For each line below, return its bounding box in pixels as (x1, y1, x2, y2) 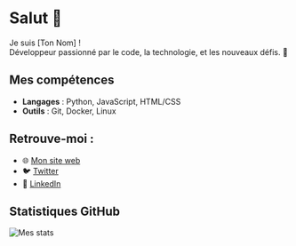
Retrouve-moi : (9, 131, 94, 147)
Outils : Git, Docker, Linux (21, 106, 117, 116)
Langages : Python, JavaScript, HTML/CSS (21, 96, 181, 107)
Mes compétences (9, 73, 115, 88)
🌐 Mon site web (21, 155, 81, 165)
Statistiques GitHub (9, 203, 121, 218)
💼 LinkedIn (21, 178, 61, 189)
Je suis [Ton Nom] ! (9, 37, 82, 48)
